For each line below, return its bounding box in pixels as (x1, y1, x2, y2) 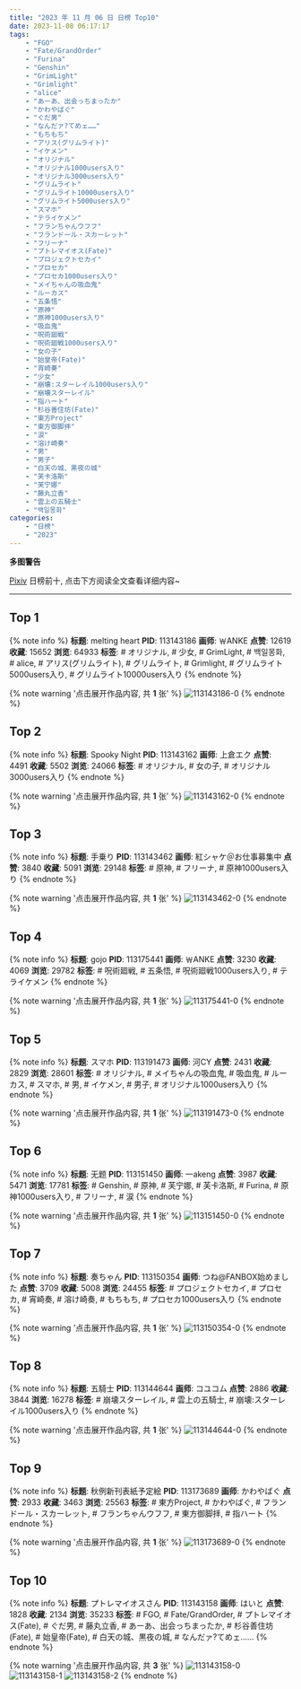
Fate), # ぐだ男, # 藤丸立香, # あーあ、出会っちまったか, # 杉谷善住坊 (20, 1621, 274, 1631)
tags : (9, 30, 30, 39)
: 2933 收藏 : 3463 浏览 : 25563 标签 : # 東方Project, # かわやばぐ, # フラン (17, 1497, 287, 1508)
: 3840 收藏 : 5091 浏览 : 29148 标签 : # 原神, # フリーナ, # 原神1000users (17, 862, 281, 873)
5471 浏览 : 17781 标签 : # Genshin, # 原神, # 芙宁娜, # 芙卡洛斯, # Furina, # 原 (9, 1179, 289, 1190)
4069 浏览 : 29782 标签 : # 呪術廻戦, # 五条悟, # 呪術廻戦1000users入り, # (9, 966, 278, 976)
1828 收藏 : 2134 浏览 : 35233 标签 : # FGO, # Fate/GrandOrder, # (9, 1609, 243, 1620)
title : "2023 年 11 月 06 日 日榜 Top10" (9, 13, 159, 22)
